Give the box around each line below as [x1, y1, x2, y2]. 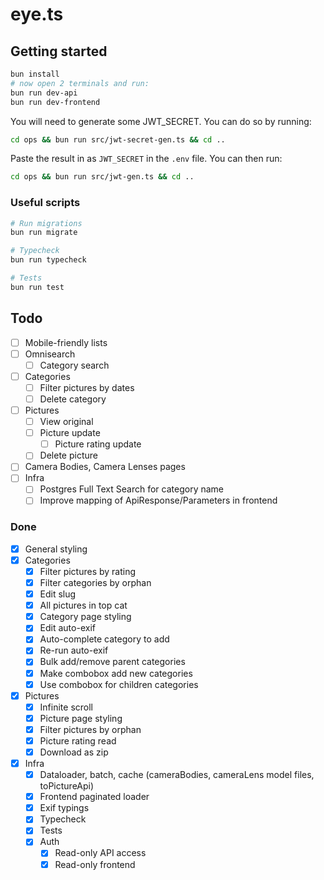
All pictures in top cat [39, 599, 128, 612]
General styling [24, 543, 88, 555]
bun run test [10, 282, 65, 292]
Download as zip [39, 746, 109, 758]
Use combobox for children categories [39, 678, 199, 690]
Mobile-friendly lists [24, 336, 108, 348]
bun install [10, 69, 60, 79]
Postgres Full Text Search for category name [39, 483, 225, 495]
